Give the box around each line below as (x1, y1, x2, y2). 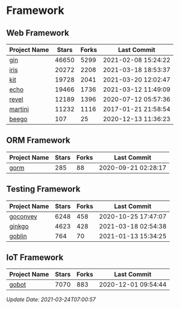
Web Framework (6, 28, 69, 38)
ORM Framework (6, 135, 70, 146)
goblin (9, 232, 27, 240)
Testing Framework (6, 184, 81, 194)
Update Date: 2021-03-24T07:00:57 (6, 296, 96, 303)
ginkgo (9, 222, 29, 230)
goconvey (9, 212, 38, 221)
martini (9, 105, 29, 113)
